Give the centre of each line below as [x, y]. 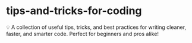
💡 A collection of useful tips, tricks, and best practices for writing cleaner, [96, 27]
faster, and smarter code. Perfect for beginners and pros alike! [83, 34]
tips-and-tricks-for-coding [74, 11]
